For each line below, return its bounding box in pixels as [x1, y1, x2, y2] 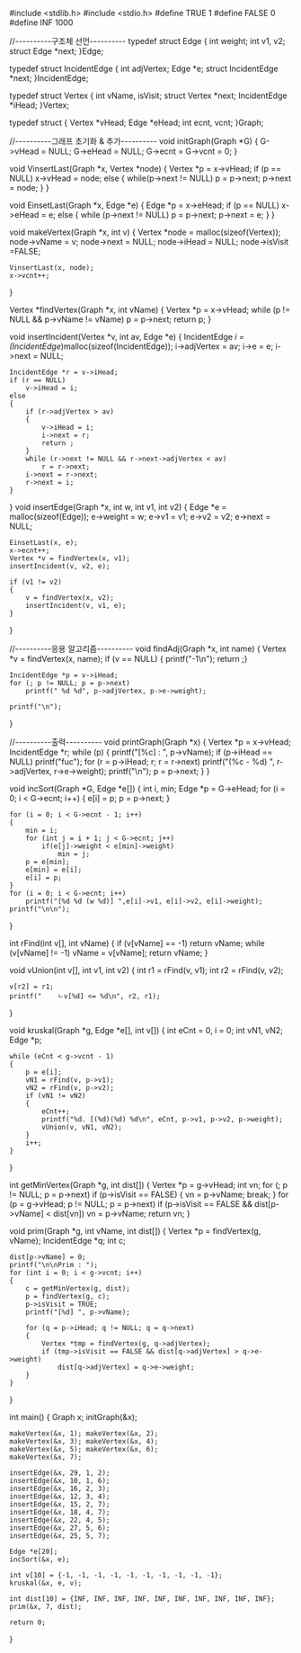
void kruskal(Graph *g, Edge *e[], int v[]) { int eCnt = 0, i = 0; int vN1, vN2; [9, 1025, 283, 1035]
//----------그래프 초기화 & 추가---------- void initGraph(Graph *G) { [9, 136, 259, 147]
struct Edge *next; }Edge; [9, 46, 104, 57]
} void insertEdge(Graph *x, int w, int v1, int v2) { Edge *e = [9, 502, 227, 512]
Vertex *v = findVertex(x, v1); [9, 554, 130, 563]
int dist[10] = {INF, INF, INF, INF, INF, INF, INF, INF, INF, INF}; [9, 1595, 276, 1604]
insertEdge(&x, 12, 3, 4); [9, 1492, 111, 1501]
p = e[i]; [25, 1068, 63, 1077]
